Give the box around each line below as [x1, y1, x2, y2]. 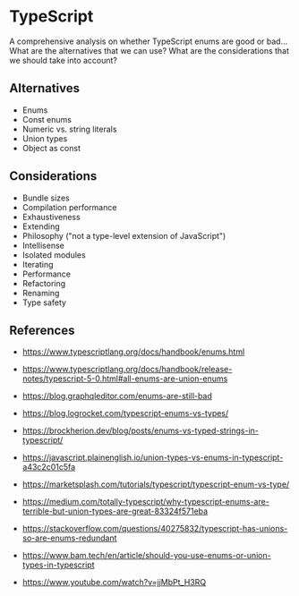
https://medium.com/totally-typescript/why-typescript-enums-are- [21, 497, 270, 507]
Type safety [21, 297, 67, 308]
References [9, 322, 75, 337]
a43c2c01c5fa [21, 462, 76, 473]
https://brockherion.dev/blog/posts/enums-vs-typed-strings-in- [21, 425, 260, 436]
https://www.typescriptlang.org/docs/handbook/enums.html [21, 346, 245, 357]
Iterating [21, 259, 54, 269]
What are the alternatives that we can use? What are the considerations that [9, 45, 289, 55]
